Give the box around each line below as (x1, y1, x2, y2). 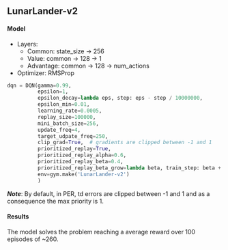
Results (7, 212, 29, 221)
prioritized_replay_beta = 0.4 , (37, 158, 124, 165)
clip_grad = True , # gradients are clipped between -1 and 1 (37, 139, 212, 146)
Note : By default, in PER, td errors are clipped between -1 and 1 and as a (7, 189, 210, 197)
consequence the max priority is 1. (7, 197, 104, 205)
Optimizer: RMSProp (16, 68, 75, 77)
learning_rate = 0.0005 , (37, 107, 102, 115)
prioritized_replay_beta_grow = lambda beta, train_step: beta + (37, 164, 222, 171)
